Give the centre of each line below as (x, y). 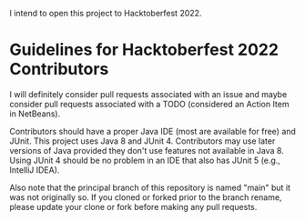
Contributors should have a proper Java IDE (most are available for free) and (152, 131)
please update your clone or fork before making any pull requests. (133, 206)
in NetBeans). (35, 114)
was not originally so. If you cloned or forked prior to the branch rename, (146, 197)
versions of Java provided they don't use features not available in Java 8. (147, 150)
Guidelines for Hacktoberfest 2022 (144, 50)
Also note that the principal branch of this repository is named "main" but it (150, 187)
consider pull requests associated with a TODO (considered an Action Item (149, 104)
